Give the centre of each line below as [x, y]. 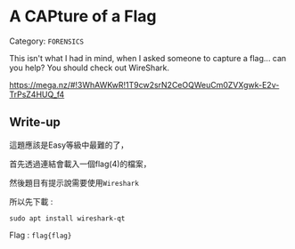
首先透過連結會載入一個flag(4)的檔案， [80, 164]
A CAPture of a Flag [83, 16]
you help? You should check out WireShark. [89, 68]
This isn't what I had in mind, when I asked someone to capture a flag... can [148, 58]
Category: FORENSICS [47, 41]
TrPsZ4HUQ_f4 [37, 94]
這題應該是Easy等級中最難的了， [69, 145]
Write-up [35, 122]
